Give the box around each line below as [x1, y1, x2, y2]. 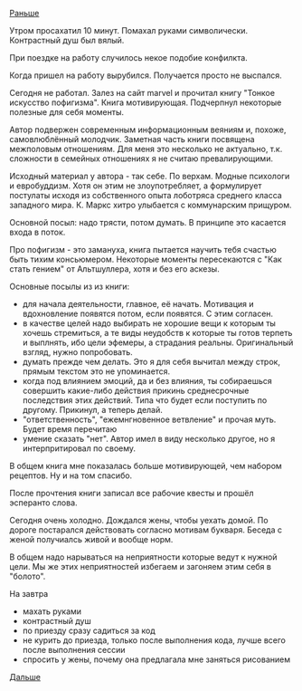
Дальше [9, 672, 41, 682]
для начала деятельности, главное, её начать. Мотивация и [22, 299, 255, 309]
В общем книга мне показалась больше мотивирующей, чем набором [9, 461, 282, 471]
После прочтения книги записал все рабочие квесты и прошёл [9, 488, 254, 498]
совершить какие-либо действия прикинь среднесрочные [22, 385, 250, 396]
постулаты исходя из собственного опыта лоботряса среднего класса [9, 190, 282, 200]
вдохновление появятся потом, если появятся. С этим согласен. [22, 308, 274, 319]
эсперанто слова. [9, 497, 79, 508]
